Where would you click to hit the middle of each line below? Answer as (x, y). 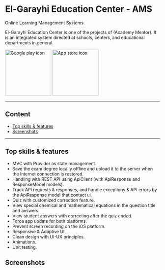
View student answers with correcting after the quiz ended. (72, 216)
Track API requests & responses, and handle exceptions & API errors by (84, 189)
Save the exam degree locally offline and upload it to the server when (82, 169)
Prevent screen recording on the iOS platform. (59, 226)
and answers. (26, 210)
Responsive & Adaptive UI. (39, 231)
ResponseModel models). (38, 184)
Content (18, 114)
